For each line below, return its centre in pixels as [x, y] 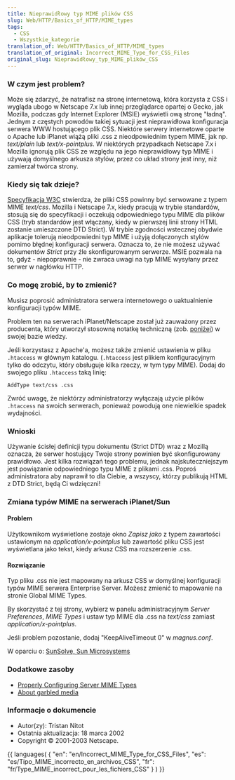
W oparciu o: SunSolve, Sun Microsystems [69, 651]
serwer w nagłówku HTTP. [46, 267]
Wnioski [22, 431]
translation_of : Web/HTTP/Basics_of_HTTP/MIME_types [86, 46]
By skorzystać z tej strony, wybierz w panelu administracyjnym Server [109, 609]
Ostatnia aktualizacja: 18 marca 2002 [71, 733]
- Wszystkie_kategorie [47, 40]
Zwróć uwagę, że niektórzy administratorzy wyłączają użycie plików [106, 398]
